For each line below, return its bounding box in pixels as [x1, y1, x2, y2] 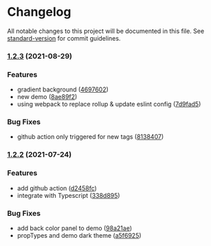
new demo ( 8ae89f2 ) [16, 93, 78, 101]
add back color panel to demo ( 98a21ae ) [16, 224, 133, 232]
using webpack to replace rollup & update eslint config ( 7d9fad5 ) [16, 100, 201, 109]
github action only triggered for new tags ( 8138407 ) [16, 133, 164, 141]
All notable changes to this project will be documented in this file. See [7, 27, 205, 35]
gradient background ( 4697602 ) [16, 85, 109, 93]
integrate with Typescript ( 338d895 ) [16, 191, 120, 199]
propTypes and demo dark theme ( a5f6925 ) [16, 231, 142, 239]
